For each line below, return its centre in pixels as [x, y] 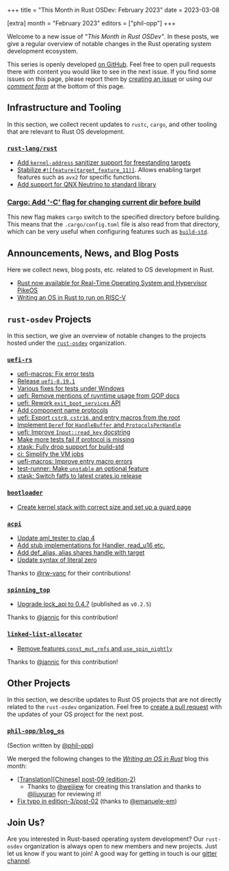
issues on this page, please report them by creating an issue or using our [110, 79]
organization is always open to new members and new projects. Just [120, 846]
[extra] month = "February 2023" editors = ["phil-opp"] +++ [92, 23]
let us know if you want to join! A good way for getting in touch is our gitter [112, 854]
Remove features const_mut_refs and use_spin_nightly [95, 648]
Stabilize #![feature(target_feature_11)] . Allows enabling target [109, 170]
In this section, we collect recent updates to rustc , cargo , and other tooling [112, 124]
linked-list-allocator [45, 634]
